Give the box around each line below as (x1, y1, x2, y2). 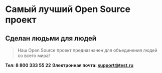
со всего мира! (17, 52, 50, 58)
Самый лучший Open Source (5, 3, 130, 15)
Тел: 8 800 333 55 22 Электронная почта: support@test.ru (5, 62, 134, 68)
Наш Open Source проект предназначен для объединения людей (17, 47, 157, 53)
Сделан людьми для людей (5, 34, 97, 42)
